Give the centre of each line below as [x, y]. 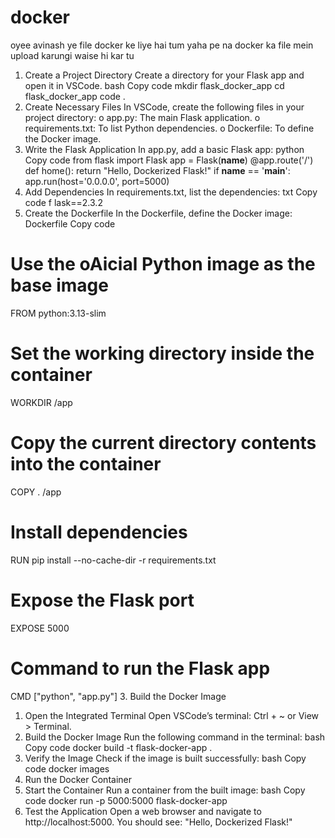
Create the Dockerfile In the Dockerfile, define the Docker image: [158, 213]
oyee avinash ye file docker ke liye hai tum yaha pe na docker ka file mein [162, 45]
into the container [86, 464]
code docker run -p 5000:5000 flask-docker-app [126, 800]
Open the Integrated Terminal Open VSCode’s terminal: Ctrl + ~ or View [172, 715]
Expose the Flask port [102, 600]
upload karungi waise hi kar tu [72, 55]
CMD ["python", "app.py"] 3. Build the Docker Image [118, 696]
